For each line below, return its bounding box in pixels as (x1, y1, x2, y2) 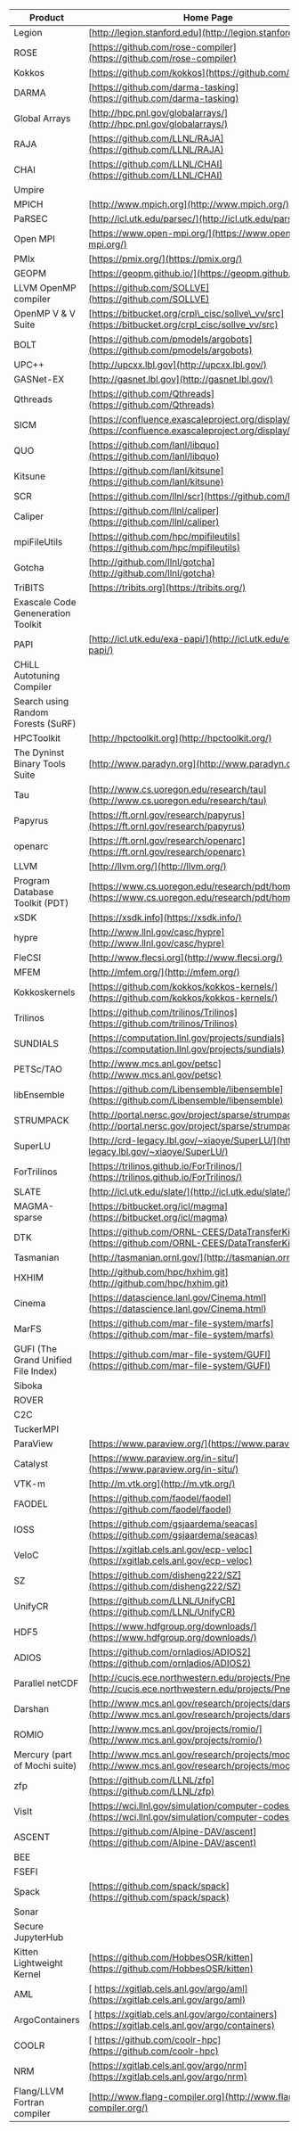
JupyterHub (13, 1931, 64, 1943)
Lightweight (13, 1957, 64, 1969)
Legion (13, 27, 43, 38)
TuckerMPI (13, 1423, 60, 1435)
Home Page (182, 12, 234, 23)
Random (13, 706, 49, 719)
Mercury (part (13, 1748, 73, 1760)
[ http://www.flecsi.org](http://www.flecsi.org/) (88, 951, 283, 964)
